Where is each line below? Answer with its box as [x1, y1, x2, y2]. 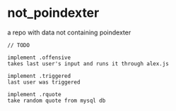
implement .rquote [7, 91, 61, 98]
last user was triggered [7, 79, 81, 86]
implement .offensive [7, 54, 71, 61]
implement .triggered [7, 72, 71, 79]
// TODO [7, 41, 30, 48]
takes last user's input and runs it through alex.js [7, 60, 170, 67]
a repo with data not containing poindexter [7, 28, 131, 37]
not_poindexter [7, 5, 100, 21]
